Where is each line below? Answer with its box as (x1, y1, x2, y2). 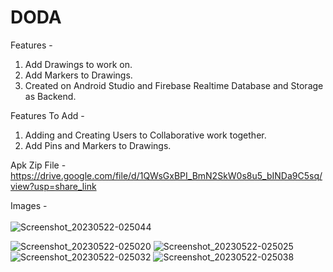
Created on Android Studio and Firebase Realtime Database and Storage (24, 79, 324, 91)
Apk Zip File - (10, 159, 67, 171)
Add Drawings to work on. (24, 58, 133, 70)
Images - (10, 199, 48, 211)
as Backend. (24, 90, 77, 102)
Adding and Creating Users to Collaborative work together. (24, 129, 267, 141)
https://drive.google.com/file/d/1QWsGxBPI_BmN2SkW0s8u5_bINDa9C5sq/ (10, 169, 323, 181)
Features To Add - (10, 109, 85, 121)
